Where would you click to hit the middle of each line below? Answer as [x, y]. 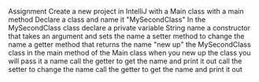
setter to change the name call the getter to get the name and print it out [125, 69]
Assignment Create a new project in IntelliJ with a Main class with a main [126, 11]
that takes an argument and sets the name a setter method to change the [126, 36]
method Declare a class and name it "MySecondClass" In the [107, 20]
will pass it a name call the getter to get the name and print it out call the [125, 61]
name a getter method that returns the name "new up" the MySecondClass [129, 45]
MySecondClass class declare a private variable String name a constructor [129, 28]
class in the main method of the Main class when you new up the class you [129, 53]
